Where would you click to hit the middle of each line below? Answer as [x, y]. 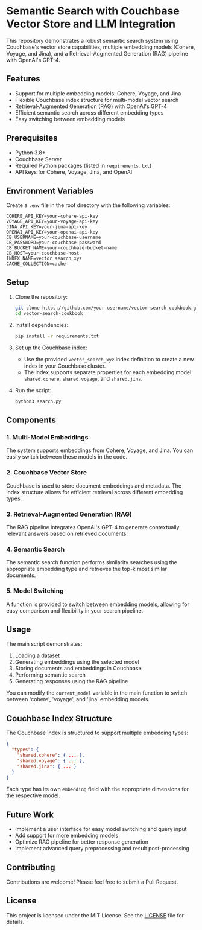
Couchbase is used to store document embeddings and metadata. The [94, 486]
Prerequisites [32, 138]
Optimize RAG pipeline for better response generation [82, 842]
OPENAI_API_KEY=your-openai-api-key [52, 232]
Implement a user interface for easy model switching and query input [101, 829]
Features [23, 79]
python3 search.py [38, 401]
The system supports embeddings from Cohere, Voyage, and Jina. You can [100, 450]
